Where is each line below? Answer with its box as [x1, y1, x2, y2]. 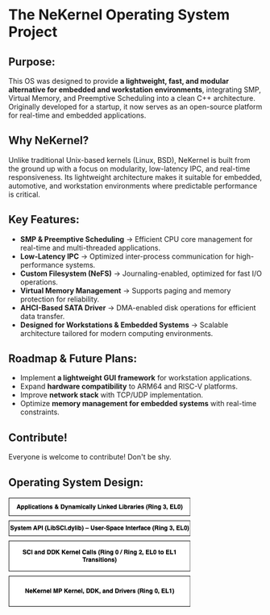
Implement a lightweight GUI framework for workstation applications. [19, 373, 252, 383]
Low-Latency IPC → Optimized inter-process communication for [19, 251, 235, 261]
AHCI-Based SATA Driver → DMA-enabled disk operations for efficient [19, 302, 256, 312]
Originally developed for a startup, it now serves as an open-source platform [8, 102, 263, 111]
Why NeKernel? [8, 134, 89, 148]
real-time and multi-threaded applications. [19, 243, 161, 252]
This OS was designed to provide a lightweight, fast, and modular [8, 77, 230, 85]
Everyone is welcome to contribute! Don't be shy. [8, 452, 172, 462]
